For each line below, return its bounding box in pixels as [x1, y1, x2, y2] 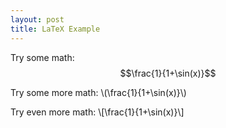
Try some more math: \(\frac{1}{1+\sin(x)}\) [10, 86, 187, 98]
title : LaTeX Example [10, 24, 101, 34]
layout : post [10, 14, 65, 25]
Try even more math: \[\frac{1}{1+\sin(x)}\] [10, 106, 185, 118]
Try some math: [10, 51, 75, 63]
